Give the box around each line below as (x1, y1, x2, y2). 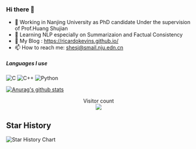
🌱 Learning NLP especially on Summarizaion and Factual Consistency (14, 31, 183, 38)
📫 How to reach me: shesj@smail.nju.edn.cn (14, 44, 124, 51)
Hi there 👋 (6, 5, 35, 14)
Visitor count (83, 97, 114, 105)
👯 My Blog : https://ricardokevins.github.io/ (14, 38, 119, 45)
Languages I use (6, 59, 48, 67)
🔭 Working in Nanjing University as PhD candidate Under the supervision (14, 19, 191, 26)
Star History (6, 120, 52, 130)
